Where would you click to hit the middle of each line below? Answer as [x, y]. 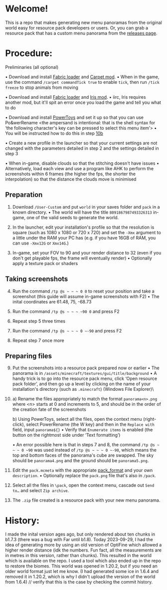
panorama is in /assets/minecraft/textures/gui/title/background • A [84, 373]
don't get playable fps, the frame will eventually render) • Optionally [82, 258]
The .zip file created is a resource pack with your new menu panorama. [86, 500]
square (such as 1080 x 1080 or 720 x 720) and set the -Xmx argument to [86, 232]
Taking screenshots [37, 279]
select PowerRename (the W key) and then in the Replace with [90, 424]
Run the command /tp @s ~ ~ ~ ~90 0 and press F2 [66, 311]
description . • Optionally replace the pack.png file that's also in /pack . [84, 476]
